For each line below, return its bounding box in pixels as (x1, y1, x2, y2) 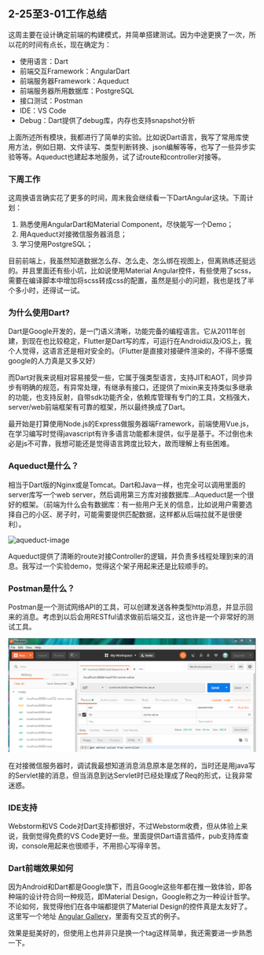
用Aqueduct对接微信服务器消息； (19, 229, 127, 239)
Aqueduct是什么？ (8, 460, 79, 471)
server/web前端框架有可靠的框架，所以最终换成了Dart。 (8, 403, 190, 412)
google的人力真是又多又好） (8, 356, 100, 366)
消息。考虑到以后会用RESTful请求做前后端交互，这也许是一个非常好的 (21, 612, 247, 621)
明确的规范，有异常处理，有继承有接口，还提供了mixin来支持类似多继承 (21, 383, 253, 392)
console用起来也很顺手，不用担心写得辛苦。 (21, 842, 165, 851)
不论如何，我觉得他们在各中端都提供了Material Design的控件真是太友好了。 (8, 901, 252, 912)
